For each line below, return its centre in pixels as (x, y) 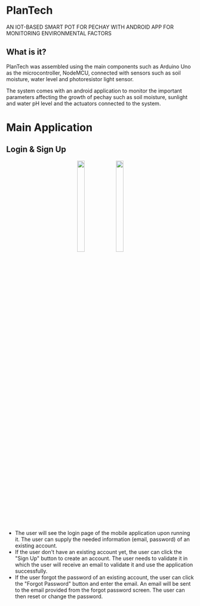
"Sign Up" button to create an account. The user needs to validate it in (101, 558)
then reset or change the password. (59, 596)
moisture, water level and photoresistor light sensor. (70, 79)
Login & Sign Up (36, 150)
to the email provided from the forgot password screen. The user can (100, 590)
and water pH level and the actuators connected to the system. (84, 103)
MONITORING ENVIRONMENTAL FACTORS (59, 33)
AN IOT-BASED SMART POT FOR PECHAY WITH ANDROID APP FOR (90, 27)
